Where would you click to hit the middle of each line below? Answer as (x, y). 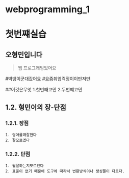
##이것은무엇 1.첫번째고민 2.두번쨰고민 (44, 90)
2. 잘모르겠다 (18, 140)
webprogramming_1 (48, 9)
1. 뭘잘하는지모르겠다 (24, 166)
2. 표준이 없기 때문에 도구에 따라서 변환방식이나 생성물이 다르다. (65, 171)
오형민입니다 (24, 55)
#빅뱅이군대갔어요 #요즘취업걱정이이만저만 (48, 79)
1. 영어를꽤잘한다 (21, 135)
